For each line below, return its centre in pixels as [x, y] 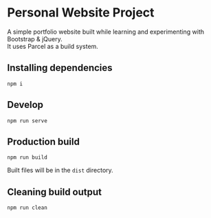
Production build [44, 141]
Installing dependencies [60, 68]
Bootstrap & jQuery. [35, 39]
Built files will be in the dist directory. [60, 171]
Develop [25, 105]
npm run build [27, 157]
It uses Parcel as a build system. [53, 46]
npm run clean [27, 208]
